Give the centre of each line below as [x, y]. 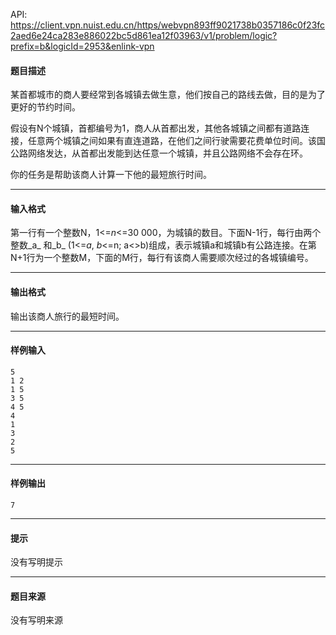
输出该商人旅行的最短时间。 [67, 316]
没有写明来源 [36, 620]
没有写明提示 [36, 562]
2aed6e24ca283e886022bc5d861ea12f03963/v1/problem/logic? [144, 35]
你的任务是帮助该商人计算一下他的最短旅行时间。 [111, 175]
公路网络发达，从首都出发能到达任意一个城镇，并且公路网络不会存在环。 [159, 153]
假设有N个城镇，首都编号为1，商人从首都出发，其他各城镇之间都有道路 [156, 128]
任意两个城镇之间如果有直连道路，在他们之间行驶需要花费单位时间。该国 [176, 141]
